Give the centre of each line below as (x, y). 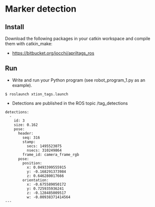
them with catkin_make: (29, 44)
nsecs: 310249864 (44, 150)
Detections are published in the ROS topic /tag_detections (70, 103)
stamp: (29, 142)
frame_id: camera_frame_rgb (51, 155)
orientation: (36, 180)
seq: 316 (31, 138)
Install (15, 27)
